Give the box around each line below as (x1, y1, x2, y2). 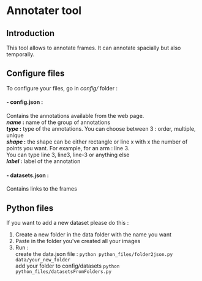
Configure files (6, 68, 65, 79)
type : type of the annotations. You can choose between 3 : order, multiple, (6, 125, 196, 133)
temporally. (6, 51, 35, 58)
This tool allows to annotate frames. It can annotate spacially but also (6, 44, 181, 51)
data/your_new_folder (15, 257, 70, 263)
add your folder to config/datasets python (15, 262, 120, 269)
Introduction (6, 28, 55, 38)
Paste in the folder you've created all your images (15, 238, 141, 245)
